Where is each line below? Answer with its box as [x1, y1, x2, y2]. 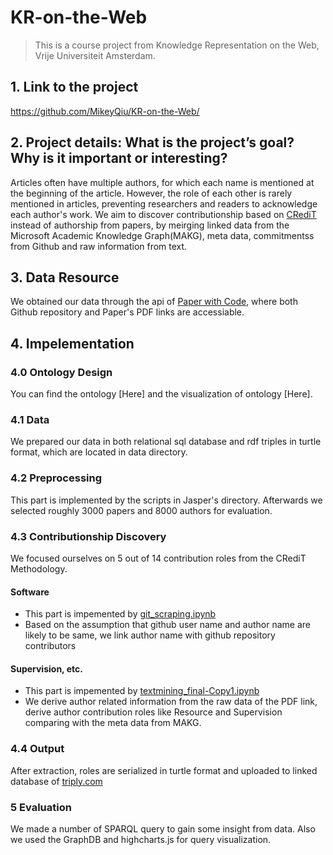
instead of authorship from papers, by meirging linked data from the [10, 219, 290, 231]
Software [10, 586, 50, 598]
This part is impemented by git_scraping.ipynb [24, 608, 217, 620]
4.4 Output [10, 742, 65, 756]
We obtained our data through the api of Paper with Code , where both [10, 296, 298, 308]
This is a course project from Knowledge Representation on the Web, [34, 39, 320, 51]
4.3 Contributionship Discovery [10, 529, 167, 543]
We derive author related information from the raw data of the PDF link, [24, 696, 318, 708]
